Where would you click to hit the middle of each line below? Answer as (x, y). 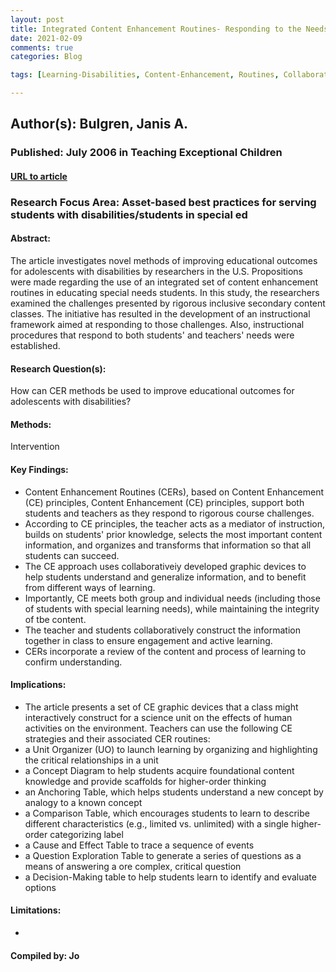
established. (35, 346)
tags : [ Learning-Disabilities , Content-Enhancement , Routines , (145, 75)
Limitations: (36, 910)
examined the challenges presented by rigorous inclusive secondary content (168, 303)
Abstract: (30, 238)
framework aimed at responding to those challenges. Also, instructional (157, 325)
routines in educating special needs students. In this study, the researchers (165, 293)
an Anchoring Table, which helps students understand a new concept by (174, 792)
